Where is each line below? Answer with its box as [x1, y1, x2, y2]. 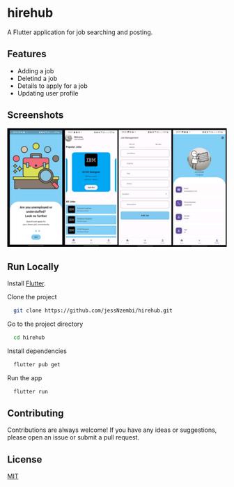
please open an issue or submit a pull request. [7, 433, 140, 442]
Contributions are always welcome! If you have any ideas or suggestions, [7, 426, 217, 434]
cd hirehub [13, 334, 45, 341]
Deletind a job [17, 74, 58, 82]
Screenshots [7, 110, 64, 121]
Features [7, 48, 47, 60]
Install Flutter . [7, 279, 47, 287]
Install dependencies [7, 347, 68, 355]
